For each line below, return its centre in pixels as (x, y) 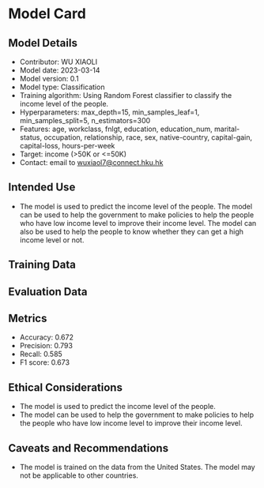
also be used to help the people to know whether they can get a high (131, 231)
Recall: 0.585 (41, 354)
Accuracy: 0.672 (46, 337)
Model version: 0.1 (49, 79)
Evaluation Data (48, 292)
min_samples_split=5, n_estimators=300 (85, 120)
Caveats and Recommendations (88, 448)
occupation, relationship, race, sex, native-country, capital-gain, (148, 137)
